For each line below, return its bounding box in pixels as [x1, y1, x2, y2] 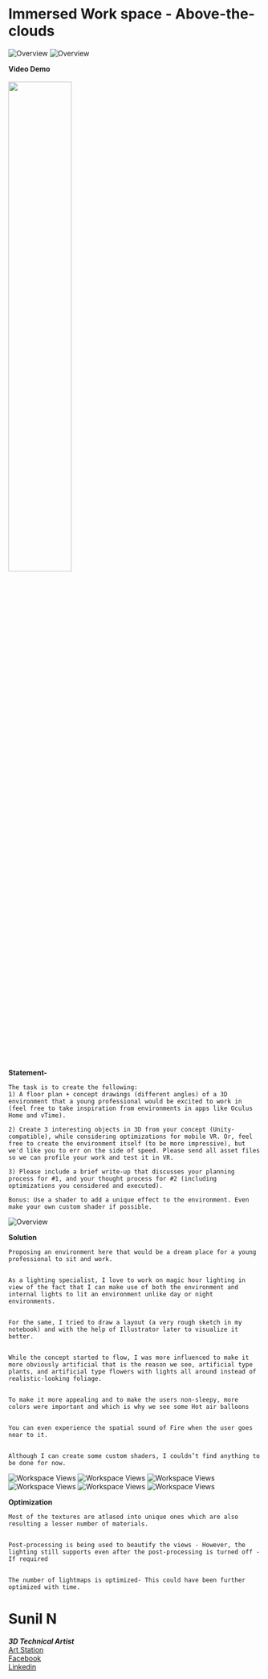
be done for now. [8, 1459, 67, 1467]
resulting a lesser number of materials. [8, 1520, 149, 1528]
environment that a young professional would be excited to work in [8, 1097, 242, 1105]
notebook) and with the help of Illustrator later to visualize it [8, 1325, 239, 1333]
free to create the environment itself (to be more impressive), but [8, 1139, 246, 1148]
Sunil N [8, 1610, 58, 1628]
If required [8, 1554, 48, 1563]
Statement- [8, 1067, 48, 1077]
